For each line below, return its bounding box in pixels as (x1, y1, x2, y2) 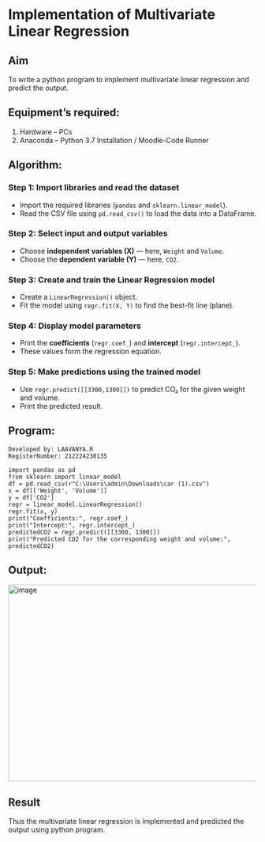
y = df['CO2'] (8, 493, 55, 501)
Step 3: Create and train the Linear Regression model (8, 274, 215, 285)
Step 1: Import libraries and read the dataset (8, 182, 180, 193)
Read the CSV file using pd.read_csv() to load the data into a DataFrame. (19, 208, 257, 218)
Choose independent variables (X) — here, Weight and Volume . (19, 246, 225, 255)
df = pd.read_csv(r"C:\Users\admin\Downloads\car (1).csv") (8, 480, 211, 488)
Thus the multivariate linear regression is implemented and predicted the (8, 817, 244, 826)
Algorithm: (8, 158, 62, 172)
